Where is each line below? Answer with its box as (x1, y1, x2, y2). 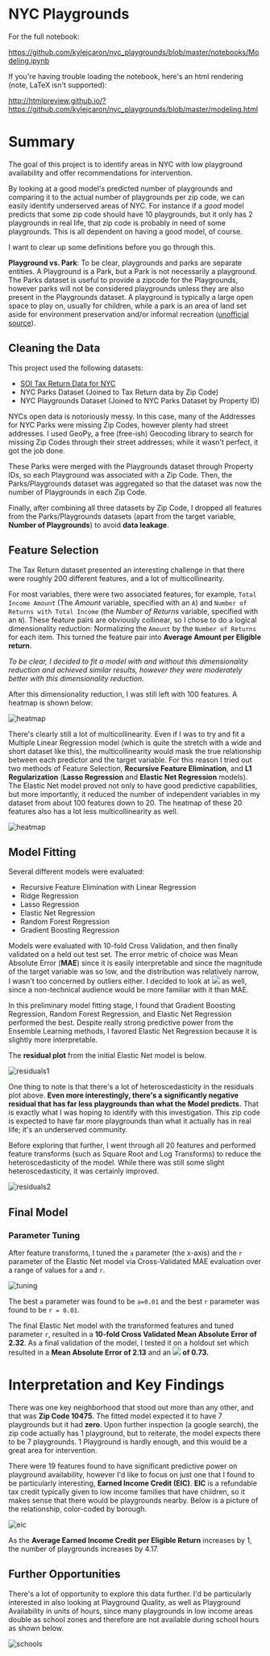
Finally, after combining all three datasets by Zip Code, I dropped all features (8, 503, 262, 512)
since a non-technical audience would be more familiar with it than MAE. (8, 985, 249, 995)
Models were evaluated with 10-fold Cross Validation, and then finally (8, 941, 239, 950)
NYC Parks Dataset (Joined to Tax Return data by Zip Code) (19, 387, 219, 397)
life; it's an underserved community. (8, 1125, 128, 1135)
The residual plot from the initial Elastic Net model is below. (8, 1051, 207, 1060)
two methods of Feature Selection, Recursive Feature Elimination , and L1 (8, 763, 252, 773)
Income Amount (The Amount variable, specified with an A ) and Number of (8, 597, 247, 607)
